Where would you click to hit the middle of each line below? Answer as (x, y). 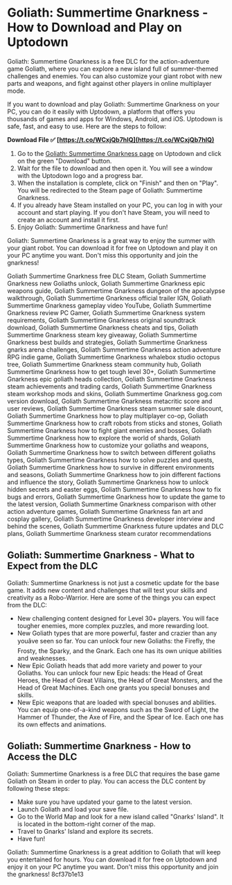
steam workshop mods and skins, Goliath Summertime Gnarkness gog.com (115, 393)
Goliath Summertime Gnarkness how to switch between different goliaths (111, 452)
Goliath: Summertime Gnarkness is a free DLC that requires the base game (114, 774)
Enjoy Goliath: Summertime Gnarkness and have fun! (92, 227)
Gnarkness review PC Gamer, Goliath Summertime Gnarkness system (106, 312)
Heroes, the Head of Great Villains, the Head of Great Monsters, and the (120, 680)
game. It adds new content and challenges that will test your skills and (107, 590)
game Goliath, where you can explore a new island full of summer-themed (113, 69)
